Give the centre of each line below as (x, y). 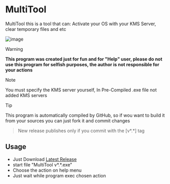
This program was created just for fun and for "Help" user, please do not (84, 59)
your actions (19, 70)
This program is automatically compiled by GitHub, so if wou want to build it (85, 115)
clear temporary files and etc (36, 29)
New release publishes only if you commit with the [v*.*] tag (81, 131)
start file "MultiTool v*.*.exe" (42, 164)
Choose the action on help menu (47, 170)
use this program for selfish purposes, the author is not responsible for (82, 64)
